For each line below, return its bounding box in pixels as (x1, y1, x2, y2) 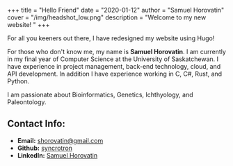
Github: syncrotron (17, 144, 73, 152)
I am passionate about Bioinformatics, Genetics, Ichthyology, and (7, 90, 193, 99)
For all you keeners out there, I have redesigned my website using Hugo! (7, 34, 215, 42)
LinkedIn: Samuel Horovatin (17, 151, 98, 159)
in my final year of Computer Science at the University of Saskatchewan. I (7, 55, 219, 63)
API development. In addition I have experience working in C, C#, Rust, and (7, 69, 223, 78)
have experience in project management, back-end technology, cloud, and (7, 63, 221, 70)
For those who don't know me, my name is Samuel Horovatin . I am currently (7, 48, 226, 56)
